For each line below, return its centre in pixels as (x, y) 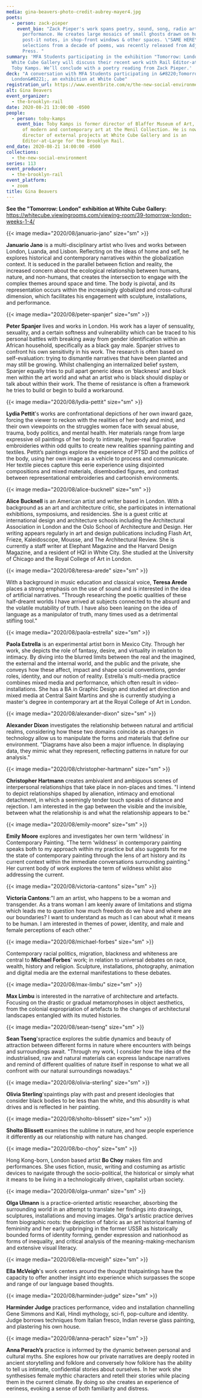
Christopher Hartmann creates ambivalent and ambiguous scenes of (92, 780)
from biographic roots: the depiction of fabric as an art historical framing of (99, 1222)
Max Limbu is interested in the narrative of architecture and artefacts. (93, 996)
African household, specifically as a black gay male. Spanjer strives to (93, 345)
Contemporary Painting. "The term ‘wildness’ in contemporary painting (94, 842)
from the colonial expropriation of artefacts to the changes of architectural (98, 1009)
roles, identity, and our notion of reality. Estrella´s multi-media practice (93, 676)
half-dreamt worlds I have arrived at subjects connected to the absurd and (98, 601)
